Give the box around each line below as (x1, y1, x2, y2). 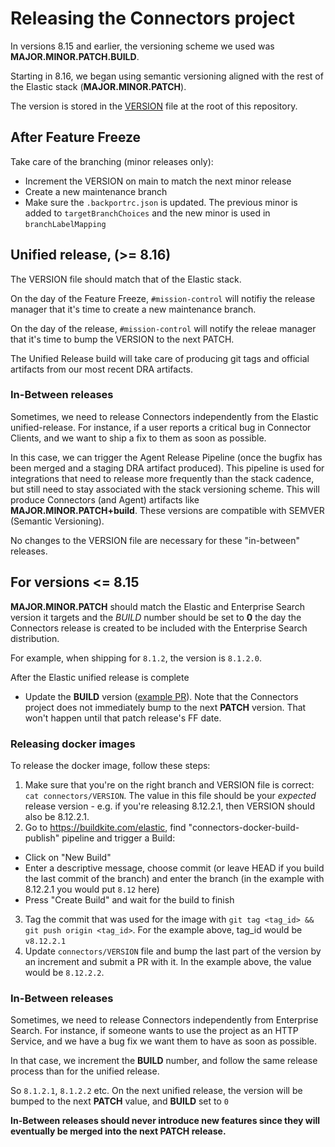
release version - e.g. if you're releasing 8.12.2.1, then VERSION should (24, 800, 316, 812)
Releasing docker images (10, 737, 136, 751)
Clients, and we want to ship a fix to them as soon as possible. (10, 432, 267, 444)
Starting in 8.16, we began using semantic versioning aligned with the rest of (10, 70, 324, 82)
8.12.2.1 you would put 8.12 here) (24, 883, 160, 895)
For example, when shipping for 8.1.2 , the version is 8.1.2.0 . (10, 652, 262, 664)
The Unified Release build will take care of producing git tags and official (10, 352, 310, 364)
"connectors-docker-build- (188, 821, 300, 833)
